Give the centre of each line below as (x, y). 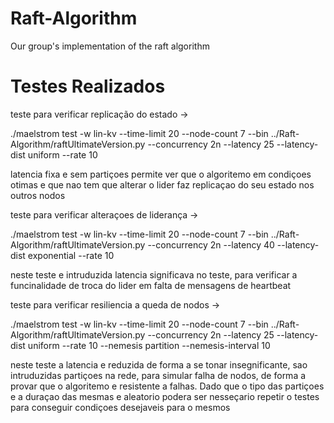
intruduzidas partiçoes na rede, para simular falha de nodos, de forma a (158, 375)
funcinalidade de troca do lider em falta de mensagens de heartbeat (151, 285)
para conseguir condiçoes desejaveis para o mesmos (120, 407)
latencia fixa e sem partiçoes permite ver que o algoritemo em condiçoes (161, 174)
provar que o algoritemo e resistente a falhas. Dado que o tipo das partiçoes (167, 386)
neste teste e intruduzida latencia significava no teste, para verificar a (154, 274)
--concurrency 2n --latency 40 (211, 244)
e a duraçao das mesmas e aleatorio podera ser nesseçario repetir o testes (165, 396)
